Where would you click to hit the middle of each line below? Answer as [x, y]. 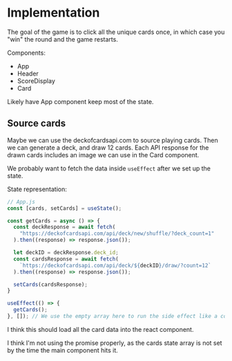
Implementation [54, 13]
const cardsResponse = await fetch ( [66, 259]
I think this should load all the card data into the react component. [100, 329]
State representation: [37, 189]
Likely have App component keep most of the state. [80, 101]
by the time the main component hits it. [63, 350]
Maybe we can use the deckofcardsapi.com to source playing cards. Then [113, 140]
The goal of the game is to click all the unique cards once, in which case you [116, 32]
